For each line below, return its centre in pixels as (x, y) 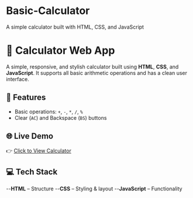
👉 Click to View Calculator (39, 151)
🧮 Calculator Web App (61, 51)
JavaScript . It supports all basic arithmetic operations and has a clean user (97, 73)
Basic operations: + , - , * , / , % (49, 112)
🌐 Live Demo (30, 136)
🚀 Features (26, 98)
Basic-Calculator (48, 11)
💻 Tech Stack (32, 171)
